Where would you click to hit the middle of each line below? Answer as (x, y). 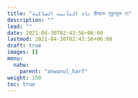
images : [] (23, 52)
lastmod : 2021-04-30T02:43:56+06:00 (60, 39)
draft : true (24, 46)
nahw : (21, 65)
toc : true (21, 84)
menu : (15, 59)
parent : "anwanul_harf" (54, 71)
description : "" (30, 20)
